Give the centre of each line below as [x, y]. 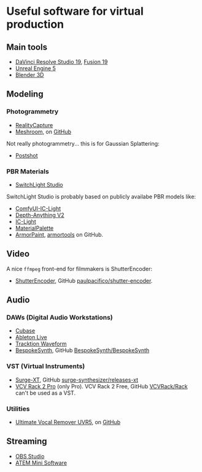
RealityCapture [34, 125]
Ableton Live [31, 337]
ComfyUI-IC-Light [38, 208]
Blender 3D [29, 75]
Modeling [25, 94]
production [35, 24]
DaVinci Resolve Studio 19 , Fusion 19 [61, 62]
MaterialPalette [34, 228]
